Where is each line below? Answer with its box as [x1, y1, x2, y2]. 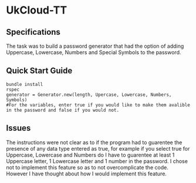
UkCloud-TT [6, 4, 67, 17]
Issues [6, 123, 31, 133]
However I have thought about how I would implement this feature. [6, 170, 167, 177]
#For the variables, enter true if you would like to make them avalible [6, 102, 191, 108]
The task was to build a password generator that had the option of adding [6, 42, 184, 49]
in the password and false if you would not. [6, 107, 119, 113]
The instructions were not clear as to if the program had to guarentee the [6, 139, 183, 146]
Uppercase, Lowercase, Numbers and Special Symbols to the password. [6, 49, 181, 56]
